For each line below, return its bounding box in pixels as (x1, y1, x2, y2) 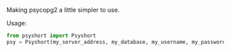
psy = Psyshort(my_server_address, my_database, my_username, (6, 38, 189, 45)
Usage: (6, 19, 27, 27)
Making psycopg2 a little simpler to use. (6, 6, 120, 14)
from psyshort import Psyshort (6, 32, 97, 39)
